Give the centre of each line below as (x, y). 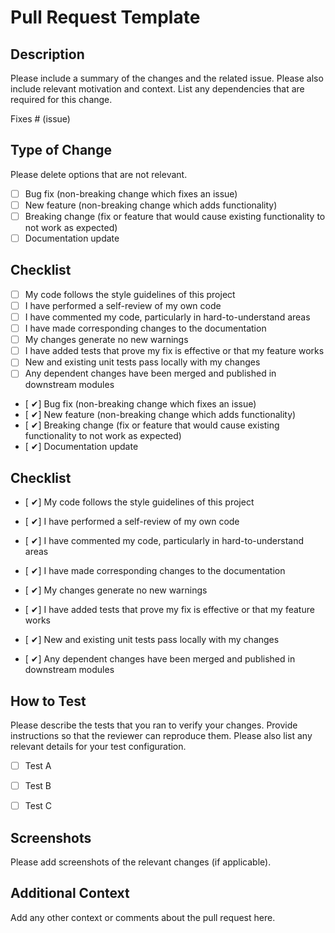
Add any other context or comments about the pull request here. (143, 917)
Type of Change (61, 150)
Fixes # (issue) (40, 119)
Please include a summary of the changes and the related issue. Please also (167, 78)
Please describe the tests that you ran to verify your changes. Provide (154, 725)
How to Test (48, 701)
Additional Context (70, 893)
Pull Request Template (105, 17)
